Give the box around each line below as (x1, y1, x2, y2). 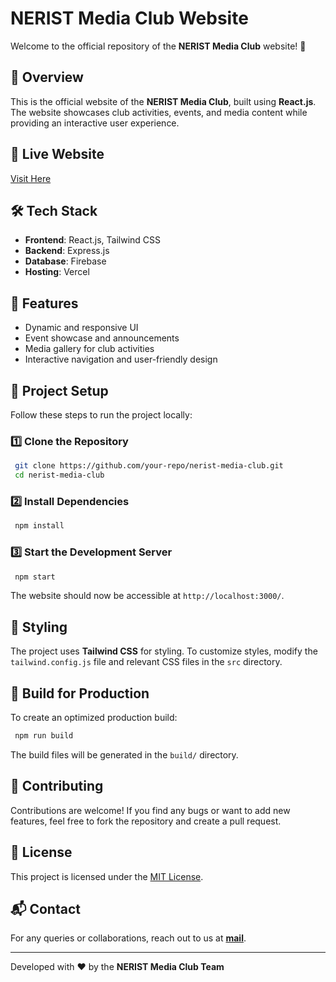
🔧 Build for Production (10, 685, 150, 702)
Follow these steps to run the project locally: (10, 409, 193, 421)
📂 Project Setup (10, 382, 109, 399)
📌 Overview (10, 69, 84, 86)
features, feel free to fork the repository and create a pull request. (10, 815, 282, 827)
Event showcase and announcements (24, 332, 180, 344)
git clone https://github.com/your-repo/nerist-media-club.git (14, 461, 284, 471)
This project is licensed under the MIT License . (10, 870, 204, 882)
